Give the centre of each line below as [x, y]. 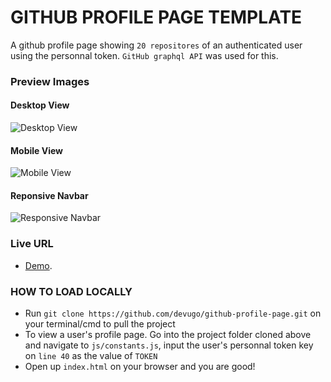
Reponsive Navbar [49, 195]
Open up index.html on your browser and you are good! [140, 367]
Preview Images [50, 81]
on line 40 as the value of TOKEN [91, 356]
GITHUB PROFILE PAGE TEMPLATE [156, 17]
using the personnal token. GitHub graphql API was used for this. [144, 55]
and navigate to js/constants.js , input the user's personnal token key [169, 345]
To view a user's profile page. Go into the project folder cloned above [168, 335]
